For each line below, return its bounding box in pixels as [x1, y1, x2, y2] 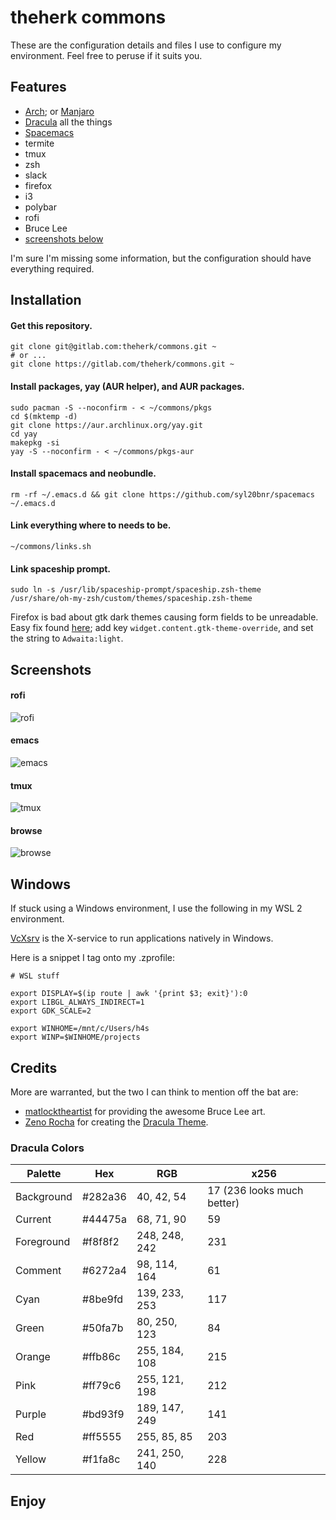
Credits [10, 1059, 58, 1076]
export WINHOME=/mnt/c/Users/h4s [10, 1024, 150, 1034]
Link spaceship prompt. [10, 562, 112, 575]
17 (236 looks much [207, 1184, 304, 1198]
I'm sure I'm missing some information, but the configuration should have [10, 252, 312, 264]
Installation [10, 292, 82, 309]
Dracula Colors [10, 1141, 85, 1155]
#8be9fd [81, 1292, 124, 1306]
